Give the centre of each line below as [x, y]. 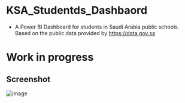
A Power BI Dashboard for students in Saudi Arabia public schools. [97, 27]
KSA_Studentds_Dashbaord [77, 10]
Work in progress [50, 57]
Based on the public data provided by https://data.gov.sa [85, 33]
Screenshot [28, 79]
